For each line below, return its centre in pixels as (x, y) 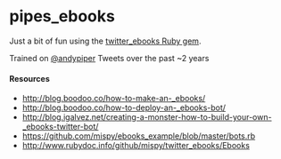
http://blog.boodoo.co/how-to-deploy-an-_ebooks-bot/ (124, 107)
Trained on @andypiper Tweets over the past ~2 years (109, 58)
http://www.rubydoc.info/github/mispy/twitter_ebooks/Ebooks (136, 146)
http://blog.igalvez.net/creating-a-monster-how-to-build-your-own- (147, 117)
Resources (30, 78)
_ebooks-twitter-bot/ (60, 127)
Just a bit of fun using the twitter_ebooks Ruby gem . (105, 41)
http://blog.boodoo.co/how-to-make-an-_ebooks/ (114, 99)
